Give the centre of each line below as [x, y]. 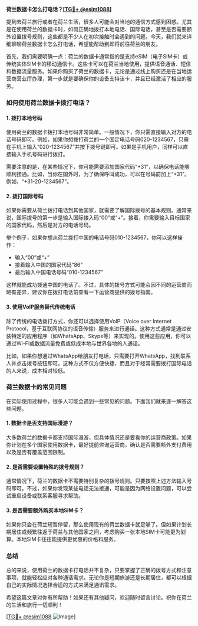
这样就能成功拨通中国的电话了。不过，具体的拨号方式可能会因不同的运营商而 [99, 285]
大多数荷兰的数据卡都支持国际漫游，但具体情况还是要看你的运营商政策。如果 [99, 437]
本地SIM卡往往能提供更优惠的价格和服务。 [67, 539]
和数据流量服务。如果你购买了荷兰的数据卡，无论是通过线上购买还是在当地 [96, 71]
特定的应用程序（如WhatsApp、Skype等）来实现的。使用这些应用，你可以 [101, 336]
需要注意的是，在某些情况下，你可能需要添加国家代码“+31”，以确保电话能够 [98, 167]
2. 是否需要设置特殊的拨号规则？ [45, 467]
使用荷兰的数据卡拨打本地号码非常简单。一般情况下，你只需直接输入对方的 [96, 132]
